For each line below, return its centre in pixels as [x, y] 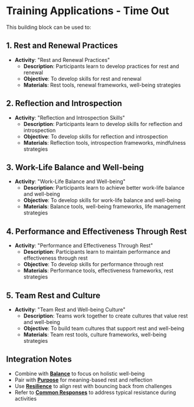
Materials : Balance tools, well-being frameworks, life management [104, 207]
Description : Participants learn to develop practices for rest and [101, 66]
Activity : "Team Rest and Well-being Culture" [70, 310]
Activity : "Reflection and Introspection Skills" [70, 118]
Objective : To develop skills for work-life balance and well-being [102, 200]
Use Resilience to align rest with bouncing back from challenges [93, 386]
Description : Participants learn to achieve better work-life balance [104, 188]
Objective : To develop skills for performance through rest [93, 264]
